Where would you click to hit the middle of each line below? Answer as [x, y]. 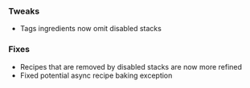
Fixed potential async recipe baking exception [96, 75]
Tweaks [24, 11]
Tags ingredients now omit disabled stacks [91, 29]
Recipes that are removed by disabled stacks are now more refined [131, 66]
